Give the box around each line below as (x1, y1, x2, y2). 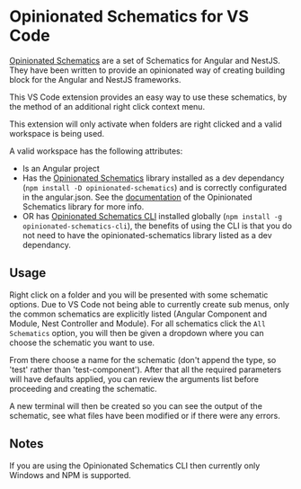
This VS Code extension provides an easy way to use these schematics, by (9, 92, 288, 102)
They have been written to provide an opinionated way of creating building (9, 65, 286, 76)
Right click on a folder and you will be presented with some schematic (9, 289, 269, 300)
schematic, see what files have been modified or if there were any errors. (9, 410, 280, 421)
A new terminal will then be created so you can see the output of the (9, 400, 263, 411)
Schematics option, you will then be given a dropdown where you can (9, 327, 264, 338)
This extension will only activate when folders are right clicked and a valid (9, 119, 283, 129)
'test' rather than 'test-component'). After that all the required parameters (9, 364, 281, 375)
